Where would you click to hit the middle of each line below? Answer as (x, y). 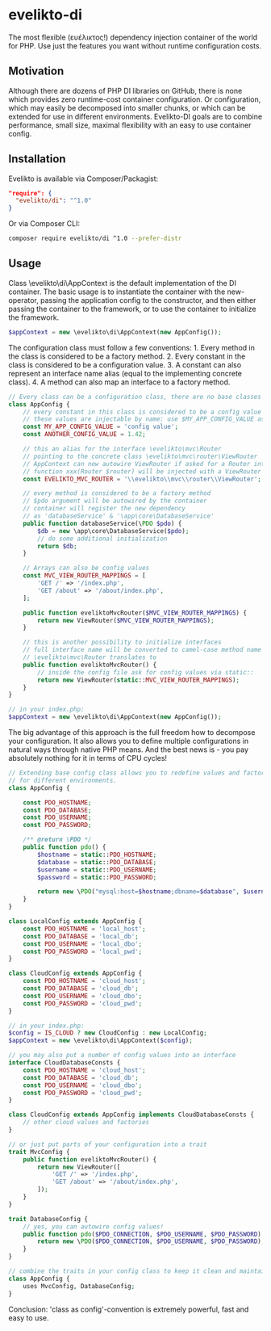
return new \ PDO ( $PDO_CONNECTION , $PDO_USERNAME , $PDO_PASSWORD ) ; (151, 1241)
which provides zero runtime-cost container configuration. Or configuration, (135, 99)
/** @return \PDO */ (57, 840)
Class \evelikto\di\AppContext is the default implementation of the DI (122, 283)
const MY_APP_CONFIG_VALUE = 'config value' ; (101, 427)
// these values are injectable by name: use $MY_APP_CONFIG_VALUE (138, 419)
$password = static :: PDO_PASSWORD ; (97, 877)
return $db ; (58, 546)
